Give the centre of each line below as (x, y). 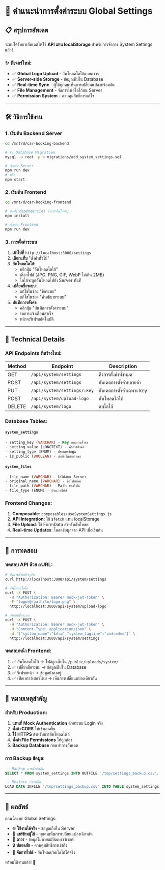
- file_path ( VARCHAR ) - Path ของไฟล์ (42, 486)
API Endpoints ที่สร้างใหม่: (34, 353)
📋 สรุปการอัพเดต (27, 30)
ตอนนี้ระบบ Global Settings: (31, 819)
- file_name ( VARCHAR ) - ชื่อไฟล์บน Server (46, 477)
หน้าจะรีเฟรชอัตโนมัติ (37, 319)
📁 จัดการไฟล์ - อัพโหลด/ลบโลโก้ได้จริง (44, 852)
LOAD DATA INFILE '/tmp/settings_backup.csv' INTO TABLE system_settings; (83, 787)
